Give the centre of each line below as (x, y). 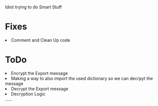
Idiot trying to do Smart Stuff (33, 7)
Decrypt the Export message (40, 88)
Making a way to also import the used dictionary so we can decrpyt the (82, 78)
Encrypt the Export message (39, 73)
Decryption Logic (29, 94)
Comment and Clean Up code (41, 40)
